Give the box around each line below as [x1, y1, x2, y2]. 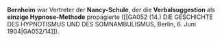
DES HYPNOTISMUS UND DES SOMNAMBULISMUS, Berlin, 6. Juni [7, 20, 197, 28]
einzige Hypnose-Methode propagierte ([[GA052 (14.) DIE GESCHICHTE [7, 13, 214, 21]
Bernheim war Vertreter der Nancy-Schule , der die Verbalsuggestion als [7, 6, 216, 14]
